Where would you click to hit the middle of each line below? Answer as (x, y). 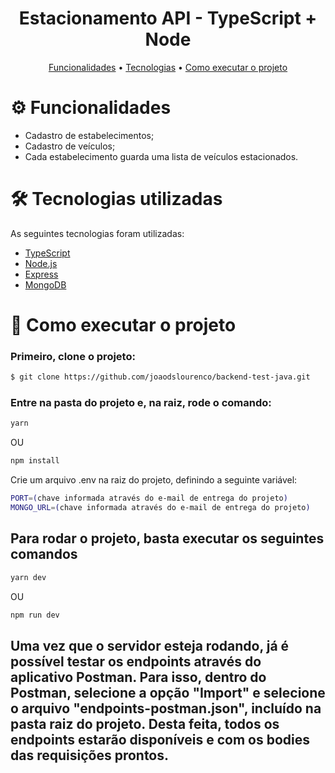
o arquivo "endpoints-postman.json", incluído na (166, 708)
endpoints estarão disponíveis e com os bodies (160, 739)
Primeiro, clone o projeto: (73, 356)
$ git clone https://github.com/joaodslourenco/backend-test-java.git (160, 377)
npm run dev (35, 615)
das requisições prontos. (90, 755)
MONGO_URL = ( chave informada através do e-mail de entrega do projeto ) (160, 508)
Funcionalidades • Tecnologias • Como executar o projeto (168, 67)
